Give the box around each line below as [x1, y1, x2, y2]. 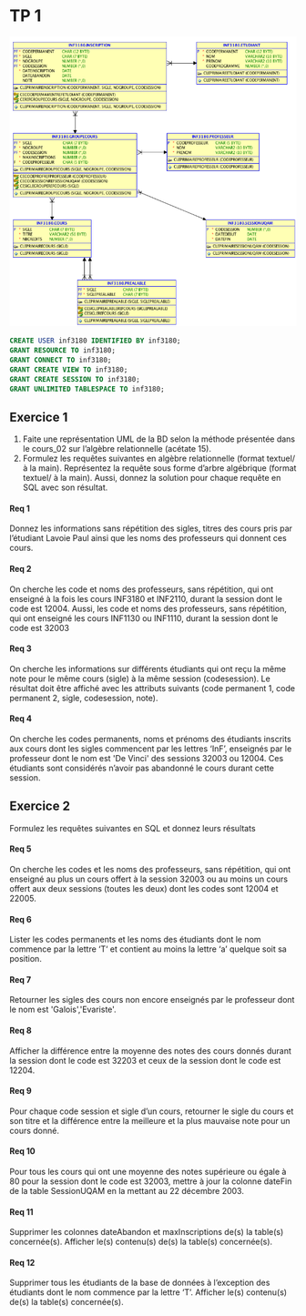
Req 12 [9, 1257, 36, 1268]
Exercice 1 [9, 409, 68, 424]
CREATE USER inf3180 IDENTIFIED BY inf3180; [9, 336, 181, 346]
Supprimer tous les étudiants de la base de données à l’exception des [9, 1277, 270, 1289]
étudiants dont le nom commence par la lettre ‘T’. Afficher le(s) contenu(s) [9, 1287, 288, 1298]
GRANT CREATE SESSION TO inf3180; [9, 374, 141, 383]
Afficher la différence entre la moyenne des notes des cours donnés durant [9, 1045, 291, 1056]
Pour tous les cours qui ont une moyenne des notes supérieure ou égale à [9, 1167, 287, 1178]
